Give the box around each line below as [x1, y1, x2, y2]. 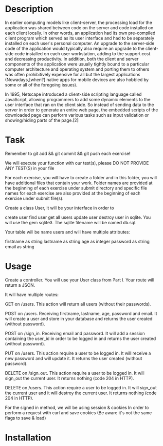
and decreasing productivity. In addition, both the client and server [5, 56, 139, 62]
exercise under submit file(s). [5, 195, 64, 201]
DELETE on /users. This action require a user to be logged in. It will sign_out [5, 384, 157, 390]
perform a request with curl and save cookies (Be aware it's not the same [5, 409, 152, 416]
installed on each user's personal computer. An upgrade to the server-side [5, 40, 155, 46]
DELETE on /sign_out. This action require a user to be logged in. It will [5, 370, 145, 376]
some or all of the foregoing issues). [5, 82, 78, 87]
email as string [5, 243, 35, 250]
